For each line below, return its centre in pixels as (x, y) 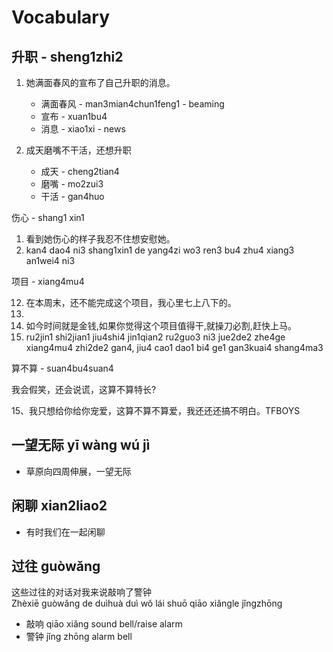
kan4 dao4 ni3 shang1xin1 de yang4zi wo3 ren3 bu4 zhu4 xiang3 (160, 250)
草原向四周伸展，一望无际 (78, 471)
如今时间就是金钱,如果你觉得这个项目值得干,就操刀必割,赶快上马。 (161, 325)
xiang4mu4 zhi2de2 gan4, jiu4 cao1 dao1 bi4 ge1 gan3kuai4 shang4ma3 (174, 347)
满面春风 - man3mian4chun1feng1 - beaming (132, 104)
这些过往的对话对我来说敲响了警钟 (81, 592)
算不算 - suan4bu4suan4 (62, 368)
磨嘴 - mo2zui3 (72, 184)
